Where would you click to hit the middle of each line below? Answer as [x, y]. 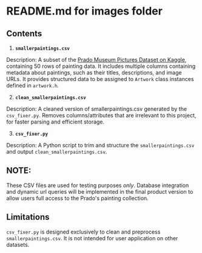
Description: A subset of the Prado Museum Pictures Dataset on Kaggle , [96, 60]
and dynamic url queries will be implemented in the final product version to [100, 191]
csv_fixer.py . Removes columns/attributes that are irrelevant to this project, [101, 115]
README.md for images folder [84, 11]
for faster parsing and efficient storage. [56, 122]
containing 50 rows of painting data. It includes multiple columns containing [101, 66]
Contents [24, 34]
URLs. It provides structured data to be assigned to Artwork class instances [100, 79]
